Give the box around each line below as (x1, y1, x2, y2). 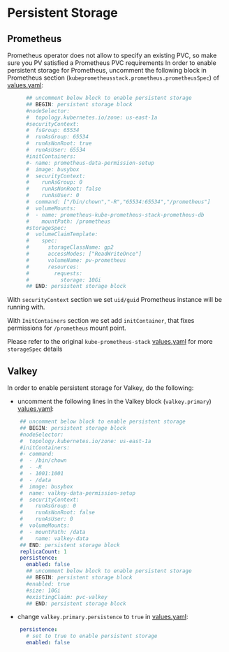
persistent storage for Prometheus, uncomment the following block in (7, 66, 207, 74)
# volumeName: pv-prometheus (25, 256, 127, 263)
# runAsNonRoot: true (25, 140, 92, 147)
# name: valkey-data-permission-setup (20, 489, 136, 497)
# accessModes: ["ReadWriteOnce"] (25, 250, 142, 257)
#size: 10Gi (25, 587, 61, 594)
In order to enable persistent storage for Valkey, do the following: (7, 384, 194, 392)
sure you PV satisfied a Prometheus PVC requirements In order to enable (7, 59, 216, 67)
